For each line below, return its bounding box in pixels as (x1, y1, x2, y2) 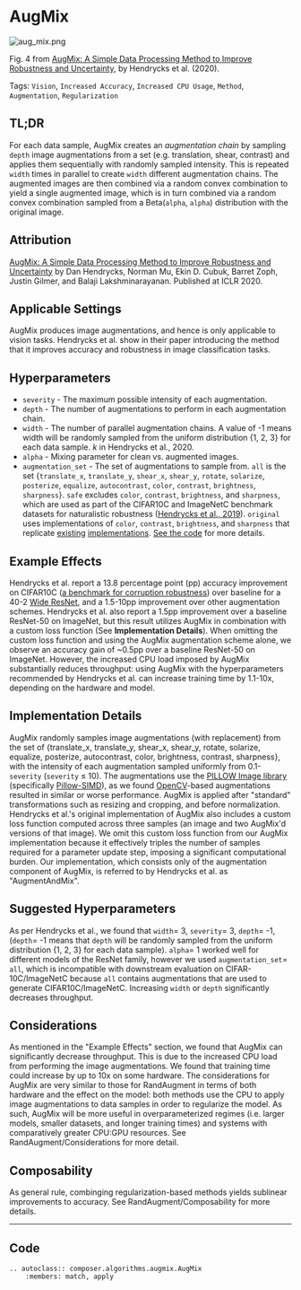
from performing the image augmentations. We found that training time (9, 1061, 271, 1072)
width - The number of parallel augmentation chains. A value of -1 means (21, 423, 292, 434)
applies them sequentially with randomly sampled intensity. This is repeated (9, 159, 289, 170)
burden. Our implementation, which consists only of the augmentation (9, 856, 267, 867)
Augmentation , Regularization (9, 90, 119, 101)
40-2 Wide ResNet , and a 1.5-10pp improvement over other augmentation (9, 597, 280, 607)
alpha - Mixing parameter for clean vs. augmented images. (21, 452, 239, 462)
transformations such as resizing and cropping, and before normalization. (9, 799, 280, 810)
